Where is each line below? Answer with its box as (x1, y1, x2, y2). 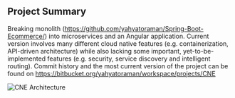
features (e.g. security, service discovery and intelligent (47, 54, 211, 63)
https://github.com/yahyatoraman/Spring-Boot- (64, 24, 204, 32)
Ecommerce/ (7, 32, 45, 40)
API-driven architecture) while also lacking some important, (7, 47, 182, 55)
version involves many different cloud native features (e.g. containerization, (7, 39, 229, 48)
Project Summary (7, 6, 87, 18)
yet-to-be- (182, 47, 214, 55)
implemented (7, 54, 46, 63)
